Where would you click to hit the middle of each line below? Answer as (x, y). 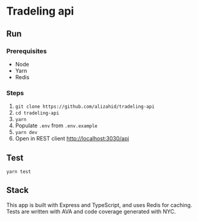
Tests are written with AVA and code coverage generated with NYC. (91, 211)
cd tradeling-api (37, 113)
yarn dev (26, 133)
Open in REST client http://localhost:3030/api (72, 139)
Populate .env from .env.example (56, 125)
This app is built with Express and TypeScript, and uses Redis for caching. (99, 205)
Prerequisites (27, 51)
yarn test (19, 172)
